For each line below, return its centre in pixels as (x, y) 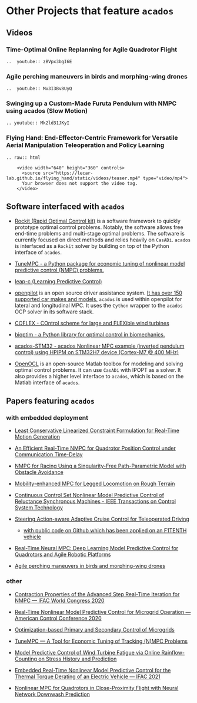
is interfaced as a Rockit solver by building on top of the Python (92, 246)
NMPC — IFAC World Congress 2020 (59, 600)
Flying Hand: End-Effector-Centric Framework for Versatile (92, 138)
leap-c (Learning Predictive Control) (58, 281)
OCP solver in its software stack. (54, 312)
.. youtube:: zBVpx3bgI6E (39, 61)
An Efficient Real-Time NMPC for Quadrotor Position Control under (95, 448)
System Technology (39, 508)
